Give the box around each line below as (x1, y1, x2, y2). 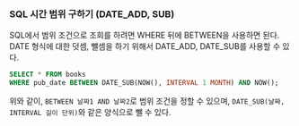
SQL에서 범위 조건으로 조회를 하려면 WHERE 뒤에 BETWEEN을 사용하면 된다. (9, 29, 280, 41)
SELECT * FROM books (9, 70, 87, 80)
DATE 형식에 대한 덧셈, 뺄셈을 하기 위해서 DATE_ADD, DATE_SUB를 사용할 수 (9, 41, 281, 52)
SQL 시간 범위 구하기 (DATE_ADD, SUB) (9, 7, 175, 20)
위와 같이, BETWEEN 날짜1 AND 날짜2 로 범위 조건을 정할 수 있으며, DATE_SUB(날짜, (9, 96, 286, 106)
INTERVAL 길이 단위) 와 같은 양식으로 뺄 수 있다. (9, 107, 171, 118)
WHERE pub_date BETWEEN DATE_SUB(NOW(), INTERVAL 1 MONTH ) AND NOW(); (9, 79, 279, 88)
